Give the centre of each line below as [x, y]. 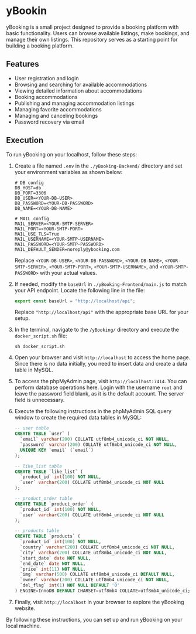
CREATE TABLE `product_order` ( [54, 504]
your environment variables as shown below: [68, 172]
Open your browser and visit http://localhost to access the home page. [102, 357]
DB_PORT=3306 [30, 193]
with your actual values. [69, 272]
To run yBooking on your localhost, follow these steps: [72, 154]
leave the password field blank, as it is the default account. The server [99, 394]
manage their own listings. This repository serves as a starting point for [92, 39]
